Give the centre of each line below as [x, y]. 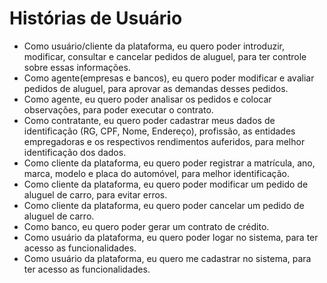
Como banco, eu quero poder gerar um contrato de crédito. [146, 226]
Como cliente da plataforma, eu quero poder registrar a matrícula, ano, [169, 163]
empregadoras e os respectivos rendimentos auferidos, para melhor [164, 141]
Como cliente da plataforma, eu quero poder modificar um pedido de [166, 184]
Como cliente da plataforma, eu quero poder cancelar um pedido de [164, 205]
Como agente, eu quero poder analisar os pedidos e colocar [147, 99]
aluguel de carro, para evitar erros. [95, 194]
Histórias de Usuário [96, 18]
